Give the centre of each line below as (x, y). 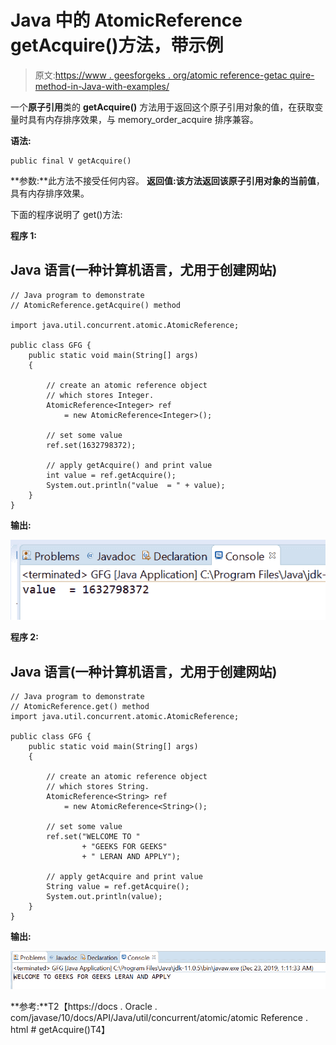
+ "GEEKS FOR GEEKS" (124, 847)
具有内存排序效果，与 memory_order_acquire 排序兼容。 (143, 119)
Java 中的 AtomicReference (126, 20)
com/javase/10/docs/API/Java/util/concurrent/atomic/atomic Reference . (159, 1017)
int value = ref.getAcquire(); (111, 475)
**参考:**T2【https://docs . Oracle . (84, 1006)
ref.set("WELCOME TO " (93, 837)
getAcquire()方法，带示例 (117, 45)
